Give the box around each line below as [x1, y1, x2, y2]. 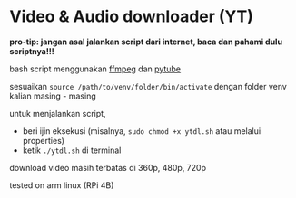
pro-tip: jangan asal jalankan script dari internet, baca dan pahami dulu [9, 36, 283, 47]
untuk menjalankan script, [9, 108, 106, 118]
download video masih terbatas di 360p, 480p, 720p [9, 162, 207, 173]
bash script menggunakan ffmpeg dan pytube [9, 63, 182, 74]
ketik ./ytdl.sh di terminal [22, 145, 122, 156]
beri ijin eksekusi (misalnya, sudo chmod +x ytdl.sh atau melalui [22, 125, 261, 137]
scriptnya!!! [9, 45, 54, 56]
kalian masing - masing [9, 90, 97, 101]
